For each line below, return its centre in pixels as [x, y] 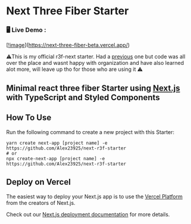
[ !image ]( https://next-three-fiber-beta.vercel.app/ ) [68, 45]
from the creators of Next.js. [41, 203]
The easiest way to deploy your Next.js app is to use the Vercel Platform [95, 196]
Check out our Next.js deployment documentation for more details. [88, 214]
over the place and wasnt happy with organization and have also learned [95, 63]
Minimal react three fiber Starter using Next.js [93, 88]
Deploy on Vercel [39, 182]
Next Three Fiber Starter [68, 11]
